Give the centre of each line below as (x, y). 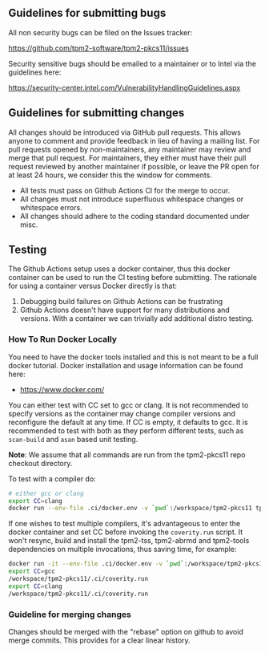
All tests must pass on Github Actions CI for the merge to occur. (125, 190)
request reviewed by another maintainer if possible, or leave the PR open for (134, 166)
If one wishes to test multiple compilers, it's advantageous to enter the (124, 524)
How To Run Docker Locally (63, 339)
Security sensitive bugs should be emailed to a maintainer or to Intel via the (132, 63)
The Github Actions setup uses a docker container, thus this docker (119, 269)
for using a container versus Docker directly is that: (93, 286)
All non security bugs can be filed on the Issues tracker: (100, 32)
